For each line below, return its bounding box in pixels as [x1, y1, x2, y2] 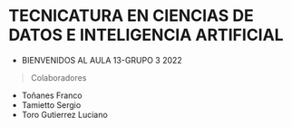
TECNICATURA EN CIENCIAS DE [8, 5, 255, 26]
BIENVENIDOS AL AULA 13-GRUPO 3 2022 [21, 54, 182, 65]
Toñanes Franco [21, 90, 83, 101]
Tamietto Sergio [21, 99, 82, 110]
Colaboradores [30, 72, 87, 83]
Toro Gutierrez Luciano [21, 109, 108, 120]
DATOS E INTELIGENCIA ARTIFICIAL [8, 24, 284, 45]
